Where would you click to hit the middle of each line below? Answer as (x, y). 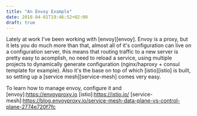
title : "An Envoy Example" (39, 11)
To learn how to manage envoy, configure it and (64, 88)
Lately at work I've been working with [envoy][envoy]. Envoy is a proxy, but (97, 39)
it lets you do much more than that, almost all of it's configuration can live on (99, 45)
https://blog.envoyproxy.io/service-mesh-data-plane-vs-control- (101, 101)
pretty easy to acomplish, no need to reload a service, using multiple (89, 58)
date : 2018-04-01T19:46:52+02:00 (47, 17)
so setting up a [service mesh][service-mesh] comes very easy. (84, 77)
